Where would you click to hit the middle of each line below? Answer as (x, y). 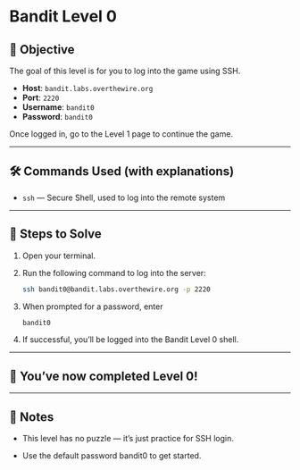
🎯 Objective (42, 50)
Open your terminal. (59, 256)
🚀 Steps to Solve (56, 234)
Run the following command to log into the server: (114, 273)
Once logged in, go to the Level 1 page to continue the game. (121, 134)
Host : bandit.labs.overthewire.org (87, 88)
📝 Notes (32, 417)
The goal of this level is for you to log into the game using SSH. (125, 71)
